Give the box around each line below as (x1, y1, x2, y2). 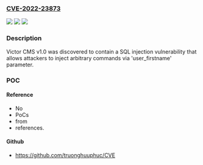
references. (15, 124, 45, 132)
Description (6, 34, 42, 43)
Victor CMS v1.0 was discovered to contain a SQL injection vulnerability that (6, 47, 197, 55)
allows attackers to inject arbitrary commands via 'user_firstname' (6, 54, 172, 61)
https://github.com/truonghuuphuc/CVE (15, 151, 116, 159)
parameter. (6, 61, 34, 68)
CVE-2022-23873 (6, 4, 61, 13)
